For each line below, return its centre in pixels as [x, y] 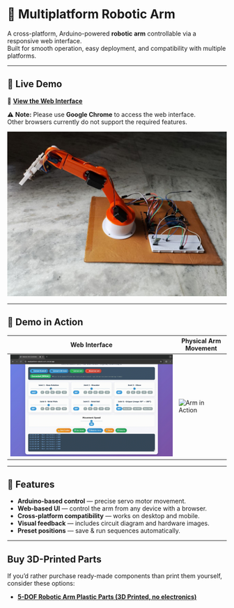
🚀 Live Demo [35, 84]
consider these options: [41, 584]
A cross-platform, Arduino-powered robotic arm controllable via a [102, 33]
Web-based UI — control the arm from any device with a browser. [112, 508]
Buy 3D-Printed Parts [55, 559]
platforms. [22, 56]
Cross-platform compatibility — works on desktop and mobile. [108, 516]
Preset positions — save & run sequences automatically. [99, 531]
